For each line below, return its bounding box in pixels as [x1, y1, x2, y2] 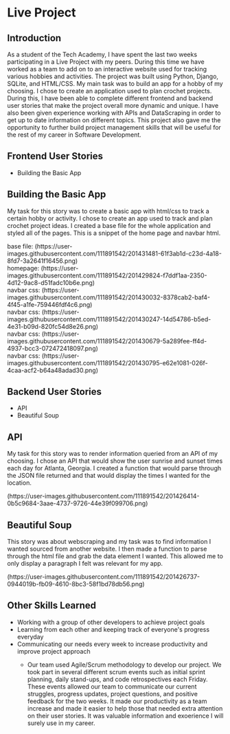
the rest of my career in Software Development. [7, 130, 142, 139]
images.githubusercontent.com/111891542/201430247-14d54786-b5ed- [7, 314, 211, 323]
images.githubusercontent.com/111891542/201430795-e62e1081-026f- [7, 358, 208, 367]
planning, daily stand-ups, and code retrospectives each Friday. [27, 675, 208, 683]
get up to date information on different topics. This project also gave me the [7, 116, 221, 124]
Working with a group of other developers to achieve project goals [16, 618, 205, 626]
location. [7, 479, 32, 487]
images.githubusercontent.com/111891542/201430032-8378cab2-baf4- [7, 293, 211, 301]
